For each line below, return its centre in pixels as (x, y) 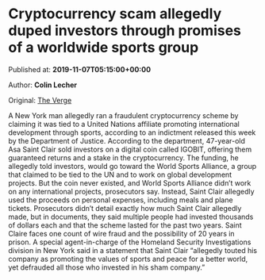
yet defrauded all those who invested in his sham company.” (107, 267)
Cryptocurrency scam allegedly (115, 14)
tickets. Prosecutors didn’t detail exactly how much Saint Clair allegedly (125, 208)
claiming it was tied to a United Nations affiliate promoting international (124, 124)
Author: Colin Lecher (43, 85)
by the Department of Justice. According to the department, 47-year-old (127, 140)
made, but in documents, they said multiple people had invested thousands (131, 217)
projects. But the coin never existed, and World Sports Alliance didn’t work (130, 182)
